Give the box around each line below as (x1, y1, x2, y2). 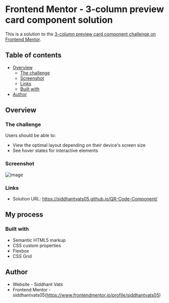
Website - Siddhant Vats (12, 281, 63, 287)
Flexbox (12, 247, 29, 254)
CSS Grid (12, 253, 32, 259)
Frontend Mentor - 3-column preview (5, 4, 164, 15)
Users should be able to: (5, 132, 57, 138)
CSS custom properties (12, 242, 62, 248)
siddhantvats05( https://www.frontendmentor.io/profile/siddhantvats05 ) (12, 292, 161, 298)
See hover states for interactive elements (12, 147, 98, 154)
